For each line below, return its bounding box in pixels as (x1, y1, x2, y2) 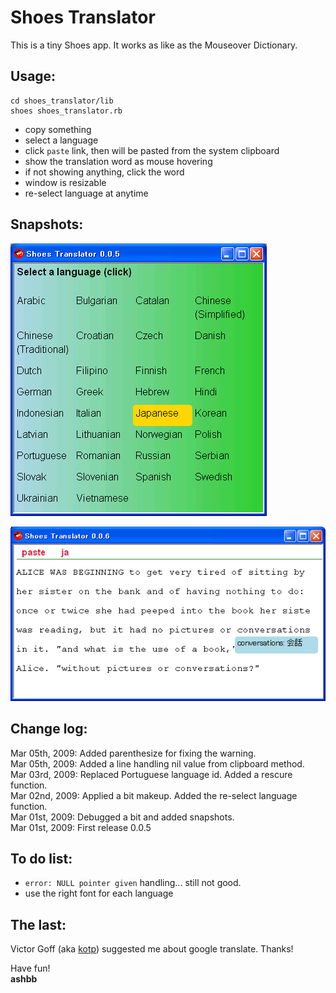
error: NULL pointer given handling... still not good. (24, 877, 242, 889)
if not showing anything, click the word (24, 166, 185, 178)
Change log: (10, 721, 88, 738)
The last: (10, 916, 67, 933)
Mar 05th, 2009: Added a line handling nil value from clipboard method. (10, 757, 305, 770)
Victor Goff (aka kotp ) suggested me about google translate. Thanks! (10, 943, 294, 955)
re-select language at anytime (24, 187, 149, 199)
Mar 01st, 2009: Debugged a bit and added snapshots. (10, 811, 235, 823)
